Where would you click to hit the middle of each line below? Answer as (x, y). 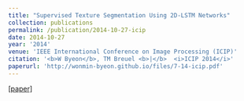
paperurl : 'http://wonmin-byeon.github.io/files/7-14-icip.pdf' (116, 67)
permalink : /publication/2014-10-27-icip (77, 30)
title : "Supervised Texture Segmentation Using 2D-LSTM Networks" (119, 15)
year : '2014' (30, 45)
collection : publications (50, 23)
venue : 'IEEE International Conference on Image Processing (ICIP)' (123, 52)
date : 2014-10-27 (37, 37)
